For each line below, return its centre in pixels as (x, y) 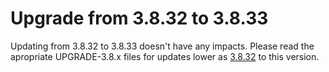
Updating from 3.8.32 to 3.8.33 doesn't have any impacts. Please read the (162, 46)
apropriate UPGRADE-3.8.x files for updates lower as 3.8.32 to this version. (165, 56)
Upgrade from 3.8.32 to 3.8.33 (139, 18)
